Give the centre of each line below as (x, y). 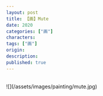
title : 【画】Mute (28, 19)
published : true (26, 62)
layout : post (22, 12)
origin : (16, 50)
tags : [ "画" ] (22, 44)
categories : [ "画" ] (30, 31)
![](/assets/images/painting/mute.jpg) (52, 87)
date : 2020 (20, 25)
